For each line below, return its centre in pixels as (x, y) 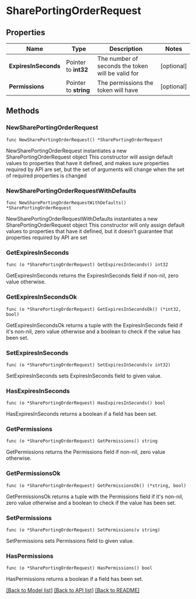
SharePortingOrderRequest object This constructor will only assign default (95, 225)
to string (78, 90)
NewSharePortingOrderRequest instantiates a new (66, 150)
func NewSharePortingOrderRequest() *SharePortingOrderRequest (85, 140)
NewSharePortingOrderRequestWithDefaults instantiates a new (82, 218)
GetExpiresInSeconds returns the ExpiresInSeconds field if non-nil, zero (92, 276)
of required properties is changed (46, 175)
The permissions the (125, 83)
